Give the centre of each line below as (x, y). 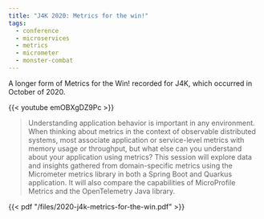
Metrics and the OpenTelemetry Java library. (102, 191)
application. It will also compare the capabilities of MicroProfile (132, 182)
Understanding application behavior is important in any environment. (141, 123)
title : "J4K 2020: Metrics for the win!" (79, 16)
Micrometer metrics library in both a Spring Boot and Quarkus (130, 174)
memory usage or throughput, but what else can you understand (135, 148)
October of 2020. (37, 91)
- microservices (43, 38)
